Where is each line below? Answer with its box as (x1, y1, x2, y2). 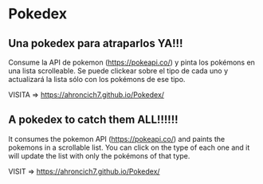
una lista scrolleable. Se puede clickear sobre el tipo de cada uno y (8, 66, 229, 76)
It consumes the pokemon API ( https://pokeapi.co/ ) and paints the (8, 134, 226, 143)
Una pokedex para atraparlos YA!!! (8, 37, 183, 50)
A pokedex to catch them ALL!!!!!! (8, 113, 179, 127)
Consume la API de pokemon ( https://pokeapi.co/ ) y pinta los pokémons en (8, 57, 255, 67)
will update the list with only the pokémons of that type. (8, 151, 190, 160)
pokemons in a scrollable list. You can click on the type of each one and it (8, 143, 250, 152)
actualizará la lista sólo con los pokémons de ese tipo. (8, 75, 186, 84)
